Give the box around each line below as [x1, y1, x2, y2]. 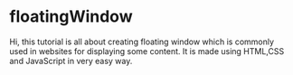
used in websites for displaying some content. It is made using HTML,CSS [9, 45, 285, 56]
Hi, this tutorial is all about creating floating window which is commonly [9, 36, 274, 47]
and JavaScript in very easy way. [9, 55, 133, 66]
